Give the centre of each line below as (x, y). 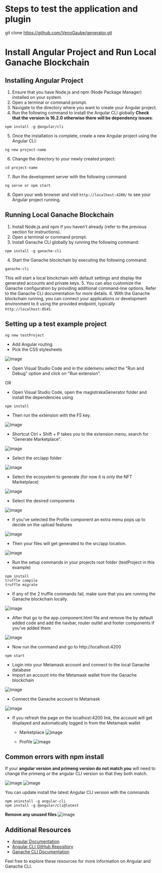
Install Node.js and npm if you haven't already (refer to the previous (79, 226)
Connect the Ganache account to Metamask (56, 699)
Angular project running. (36, 199)
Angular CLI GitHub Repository (43, 847)
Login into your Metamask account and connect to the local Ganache (81, 664)
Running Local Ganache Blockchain (59, 215)
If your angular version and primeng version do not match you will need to (80, 768)
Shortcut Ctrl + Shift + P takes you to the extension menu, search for (80, 434)
